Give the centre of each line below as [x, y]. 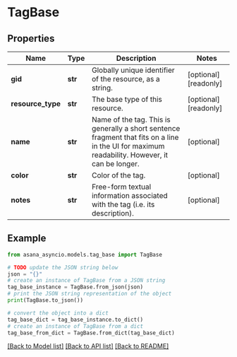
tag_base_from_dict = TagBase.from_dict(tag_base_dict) [91, 333]
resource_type [36, 104]
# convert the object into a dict [58, 313]
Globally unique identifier [133, 70]
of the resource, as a [126, 79]
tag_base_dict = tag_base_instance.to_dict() [75, 320]
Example [27, 239]
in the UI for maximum [128, 146]
